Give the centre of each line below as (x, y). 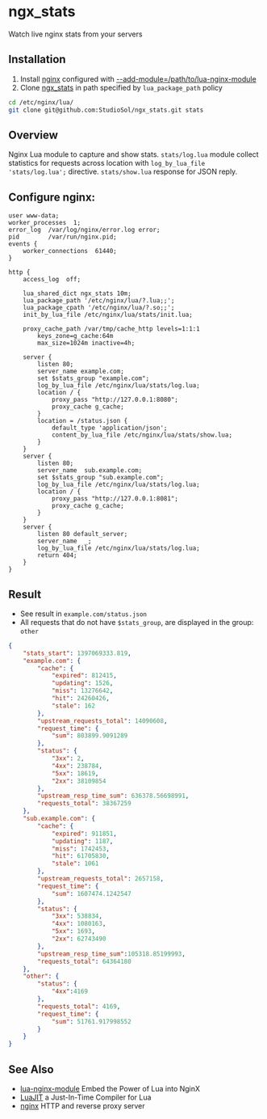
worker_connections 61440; (70, 251)
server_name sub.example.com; (90, 471)
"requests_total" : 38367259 (84, 804)
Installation (37, 59)
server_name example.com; (81, 372)
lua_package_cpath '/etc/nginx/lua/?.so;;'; (99, 308)
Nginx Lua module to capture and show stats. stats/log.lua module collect (134, 154)
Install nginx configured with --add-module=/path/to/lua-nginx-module (138, 78)
